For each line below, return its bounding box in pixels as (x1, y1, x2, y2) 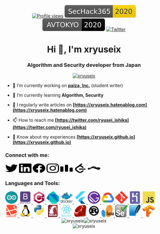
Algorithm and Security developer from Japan (27, 62, 141, 69)
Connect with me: (5, 152, 49, 159)
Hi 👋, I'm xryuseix (46, 44, 121, 55)
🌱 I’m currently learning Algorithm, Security (12, 92, 104, 98)
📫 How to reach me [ (12, 117, 57, 123)
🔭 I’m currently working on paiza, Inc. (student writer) (12, 82, 123, 89)
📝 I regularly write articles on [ (12, 102, 75, 108)
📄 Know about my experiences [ (12, 134, 79, 140)
